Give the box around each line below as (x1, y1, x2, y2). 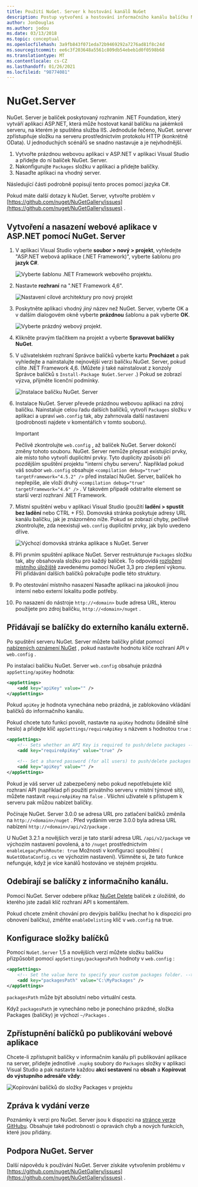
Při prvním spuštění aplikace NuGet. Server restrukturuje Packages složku (15, 551, 192, 558)
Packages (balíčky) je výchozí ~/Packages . (6, 1011, 110, 1018)
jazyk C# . (15, 259, 39, 266)
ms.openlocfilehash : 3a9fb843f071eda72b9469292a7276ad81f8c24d (6, 42, 165, 48)
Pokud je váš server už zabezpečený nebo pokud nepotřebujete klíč (6, 780, 172, 787)
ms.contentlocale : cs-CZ (6, 58, 68, 64)
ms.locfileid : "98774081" (6, 69, 70, 75)
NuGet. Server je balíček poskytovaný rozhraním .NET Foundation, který (6, 114, 181, 121)
